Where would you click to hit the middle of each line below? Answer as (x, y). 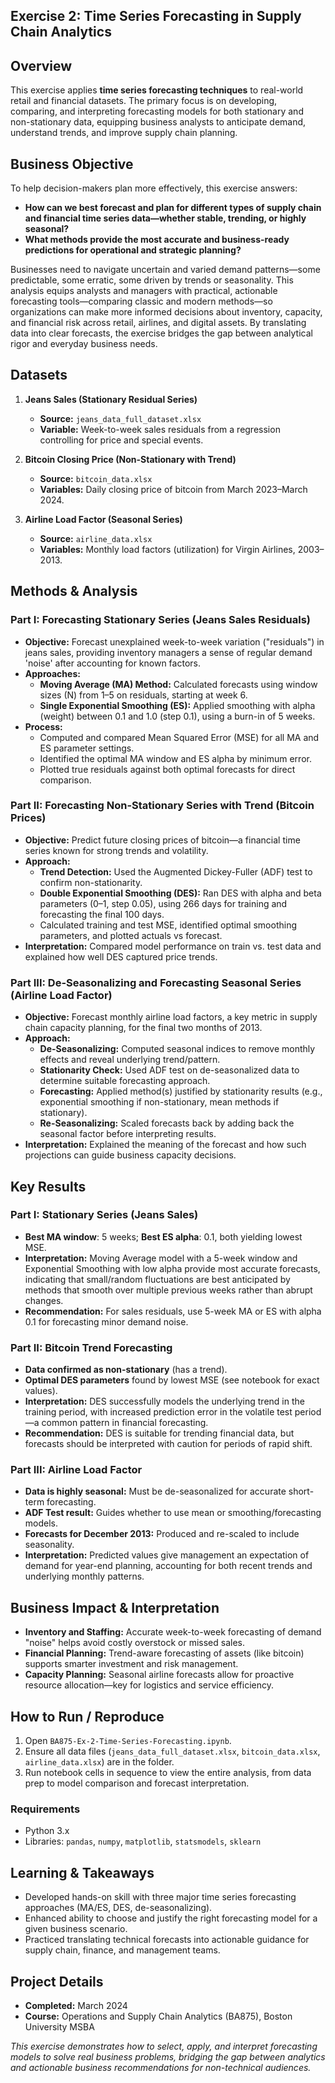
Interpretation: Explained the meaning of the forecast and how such (165, 1145)
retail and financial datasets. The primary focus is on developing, (144, 101)
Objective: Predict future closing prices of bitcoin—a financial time (162, 840)
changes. (44, 1300)
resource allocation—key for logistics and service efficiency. (149, 1685)
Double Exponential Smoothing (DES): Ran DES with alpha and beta (180, 893)
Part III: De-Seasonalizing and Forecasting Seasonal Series (156, 982)
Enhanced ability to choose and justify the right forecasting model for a (171, 1918)
